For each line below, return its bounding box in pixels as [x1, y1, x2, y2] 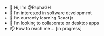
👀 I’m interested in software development [9, 10, 92, 16]
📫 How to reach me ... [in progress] [9, 26, 82, 31]
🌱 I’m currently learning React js [9, 15, 74, 20]
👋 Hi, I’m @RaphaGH [9, 5, 51, 10]
